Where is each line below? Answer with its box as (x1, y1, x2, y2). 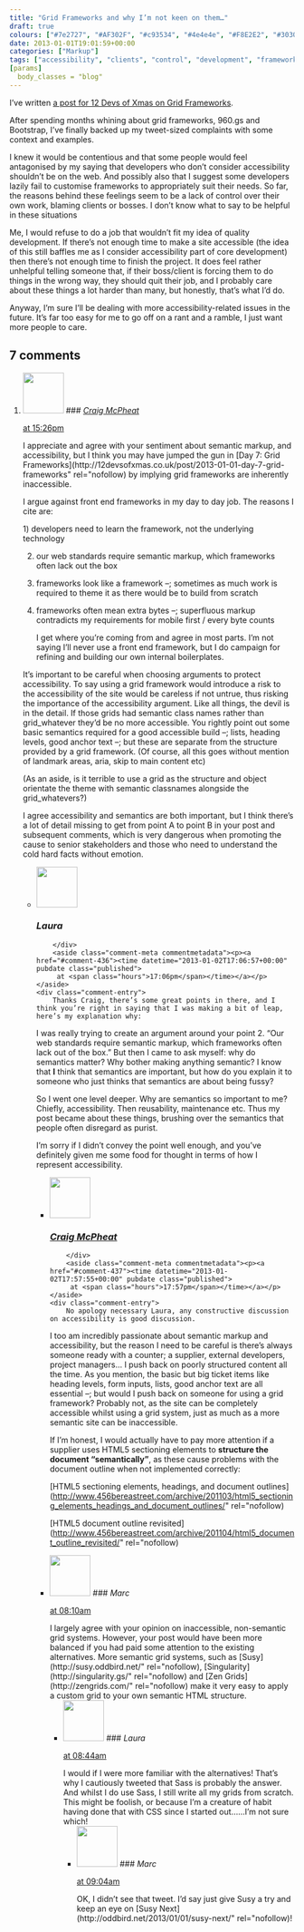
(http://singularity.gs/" (49, 1671, 133, 1682)
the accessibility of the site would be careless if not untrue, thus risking (22, 688, 290, 699)
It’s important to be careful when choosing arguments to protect (22, 668, 261, 680)
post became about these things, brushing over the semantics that (35, 1112, 284, 1123)
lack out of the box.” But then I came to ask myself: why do (35, 1046, 256, 1057)
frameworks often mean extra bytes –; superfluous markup (35, 605, 256, 616)
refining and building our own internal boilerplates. (35, 651, 224, 662)
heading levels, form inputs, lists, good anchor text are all (49, 1379, 263, 1390)
